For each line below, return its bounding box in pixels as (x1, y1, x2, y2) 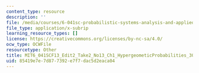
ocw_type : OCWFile (6, 42, 52, 48)
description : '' (6, 14, 46, 20)
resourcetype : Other (6, 47, 57, 53)
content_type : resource (6, 8, 65, 15)
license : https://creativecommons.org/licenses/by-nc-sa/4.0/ (6, 36, 163, 42)
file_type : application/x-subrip (6, 25, 89, 31)
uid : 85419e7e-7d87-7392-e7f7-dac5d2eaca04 (6, 58, 115, 64)
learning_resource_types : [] (6, 31, 78, 36)
